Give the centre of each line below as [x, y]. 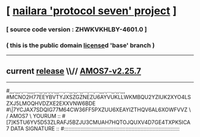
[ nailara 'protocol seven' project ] [91, 11]
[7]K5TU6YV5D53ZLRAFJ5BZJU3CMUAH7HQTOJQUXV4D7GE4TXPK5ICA [98, 122]
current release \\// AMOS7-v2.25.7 [74, 71]
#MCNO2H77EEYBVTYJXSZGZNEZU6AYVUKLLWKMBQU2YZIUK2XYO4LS [99, 97]
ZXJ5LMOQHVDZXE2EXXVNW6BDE [51, 103]
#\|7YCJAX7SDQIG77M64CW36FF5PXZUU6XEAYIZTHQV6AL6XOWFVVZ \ [99, 110]
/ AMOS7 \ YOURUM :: [34, 116]
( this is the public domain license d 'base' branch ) [80, 46]
